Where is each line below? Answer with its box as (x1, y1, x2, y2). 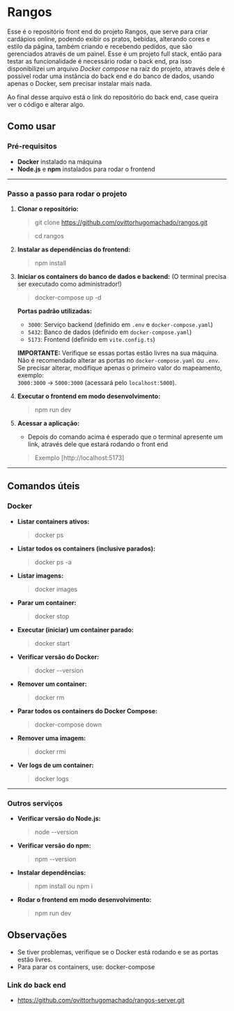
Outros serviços (7, 798, 63, 808)
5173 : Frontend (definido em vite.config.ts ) (27, 335, 155, 343)
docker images (34, 585, 78, 593)
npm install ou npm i (34, 882, 93, 890)
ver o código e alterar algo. (7, 100, 85, 108)
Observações (7, 929, 68, 941)
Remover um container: (17, 679, 87, 688)
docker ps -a (34, 558, 72, 566)
